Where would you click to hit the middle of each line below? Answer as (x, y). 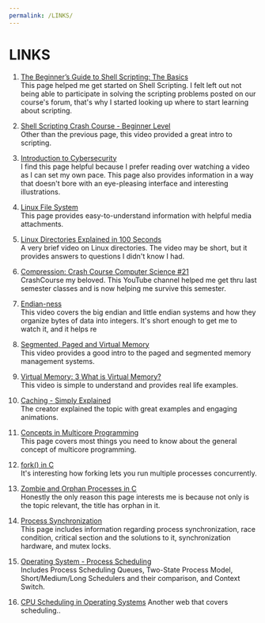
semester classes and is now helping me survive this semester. (123, 288)
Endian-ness (41, 304)
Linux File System (49, 207)
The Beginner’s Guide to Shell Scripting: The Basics (104, 77)
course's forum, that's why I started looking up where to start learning (134, 102)
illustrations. (40, 192)
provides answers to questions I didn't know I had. (102, 256)
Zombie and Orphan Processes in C (78, 488)
